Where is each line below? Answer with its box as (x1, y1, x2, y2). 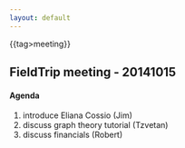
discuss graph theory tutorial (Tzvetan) (22, 120, 169, 131)
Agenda (9, 90, 40, 101)
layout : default (9, 13, 71, 23)
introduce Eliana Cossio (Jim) (22, 110, 133, 121)
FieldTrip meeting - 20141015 (9, 64, 177, 80)
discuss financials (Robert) (22, 129, 123, 141)
